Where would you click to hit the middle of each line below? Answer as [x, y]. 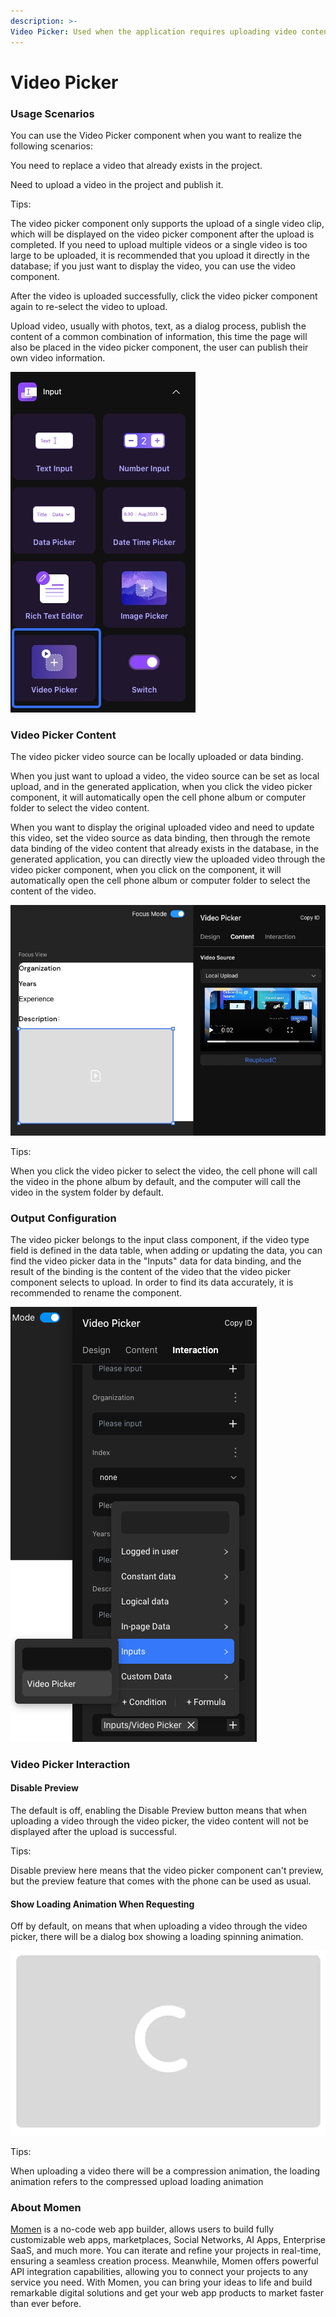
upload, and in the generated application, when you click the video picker [161, 787]
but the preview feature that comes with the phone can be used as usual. [161, 1881]
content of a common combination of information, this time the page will [159, 336]
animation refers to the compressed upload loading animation [137, 2181]
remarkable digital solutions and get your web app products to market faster [167, 2293]
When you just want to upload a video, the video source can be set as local [165, 776]
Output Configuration [63, 1218]
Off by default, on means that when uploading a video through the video [159, 1926]
